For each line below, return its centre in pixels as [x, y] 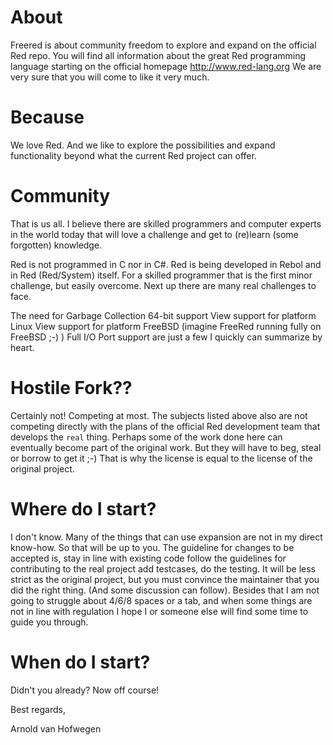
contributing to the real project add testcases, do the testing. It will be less [163, 568]
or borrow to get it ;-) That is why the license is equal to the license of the [161, 458]
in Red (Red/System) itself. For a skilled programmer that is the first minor [161, 275]
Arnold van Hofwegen [56, 728]
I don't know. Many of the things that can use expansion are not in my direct [166, 537]
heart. [22, 347]
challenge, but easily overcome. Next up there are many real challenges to [163, 285]
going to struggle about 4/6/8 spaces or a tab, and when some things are [161, 600]
